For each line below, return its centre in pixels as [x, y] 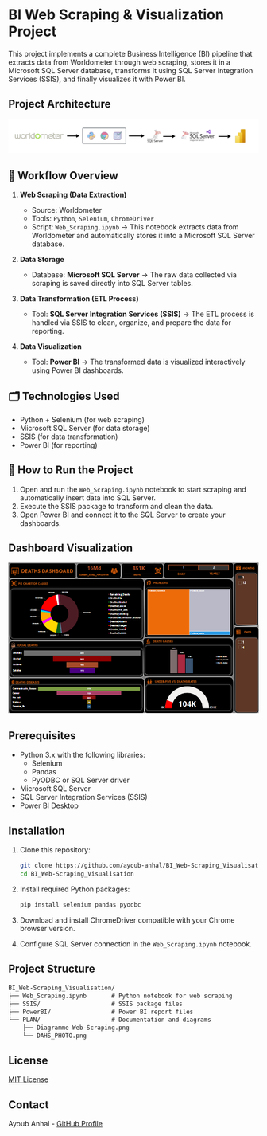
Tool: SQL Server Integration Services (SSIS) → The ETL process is [143, 314]
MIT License [29, 1079]
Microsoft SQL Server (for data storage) [85, 428]
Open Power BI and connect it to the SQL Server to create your [122, 515]
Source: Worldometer [67, 210]
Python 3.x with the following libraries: [82, 755]
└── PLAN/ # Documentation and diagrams [110, 1020]
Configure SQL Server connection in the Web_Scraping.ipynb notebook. [135, 944]
